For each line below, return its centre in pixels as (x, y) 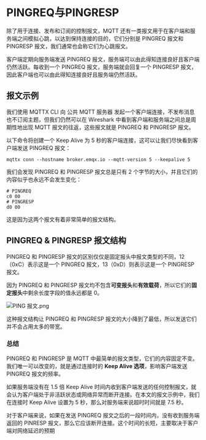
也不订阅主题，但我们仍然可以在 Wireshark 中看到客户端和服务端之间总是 (99, 119)
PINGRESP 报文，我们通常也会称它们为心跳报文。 (69, 46)
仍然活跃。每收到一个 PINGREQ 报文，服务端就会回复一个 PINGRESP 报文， (102, 67)
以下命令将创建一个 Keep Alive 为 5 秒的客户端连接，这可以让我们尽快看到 (100, 140)
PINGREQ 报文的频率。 (35, 374)
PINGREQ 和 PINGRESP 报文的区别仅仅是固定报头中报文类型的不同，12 (96, 256)
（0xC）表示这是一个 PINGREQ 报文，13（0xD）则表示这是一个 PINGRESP (101, 264)
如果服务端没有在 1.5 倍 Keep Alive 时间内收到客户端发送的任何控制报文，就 (101, 387)
